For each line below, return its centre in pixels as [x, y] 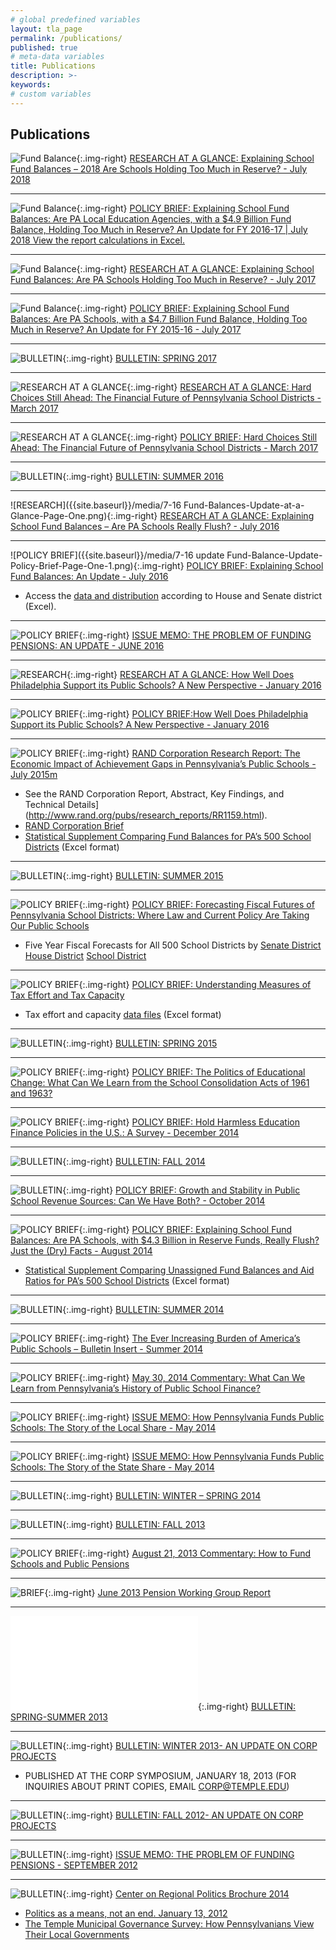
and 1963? [31, 1093]
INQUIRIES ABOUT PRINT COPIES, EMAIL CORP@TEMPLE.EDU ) [157, 1787]
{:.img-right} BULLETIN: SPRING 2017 [139, 358]
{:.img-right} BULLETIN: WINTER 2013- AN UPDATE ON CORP [190, 1746]
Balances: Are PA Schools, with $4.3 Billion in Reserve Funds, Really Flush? [165, 1240]
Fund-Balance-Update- [274, 555]
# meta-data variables [57, 57]
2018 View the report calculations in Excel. [97, 240]
